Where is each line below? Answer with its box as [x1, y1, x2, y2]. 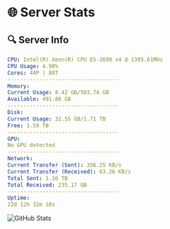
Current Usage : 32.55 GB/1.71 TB [7, 115, 106, 123]
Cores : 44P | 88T [7, 69, 59, 77]
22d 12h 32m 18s [7, 201, 55, 208]
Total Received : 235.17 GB [7, 181, 87, 189]
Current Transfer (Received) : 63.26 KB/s [7, 168, 132, 175]
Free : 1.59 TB [7, 122, 50, 129]
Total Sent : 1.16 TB [7, 174, 69, 181]
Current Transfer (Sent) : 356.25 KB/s [7, 162, 122, 169]
